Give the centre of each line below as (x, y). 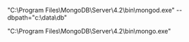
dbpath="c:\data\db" (37, 17)
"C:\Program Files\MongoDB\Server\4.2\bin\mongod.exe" (91, 10)
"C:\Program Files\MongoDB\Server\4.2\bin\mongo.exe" (89, 31)
